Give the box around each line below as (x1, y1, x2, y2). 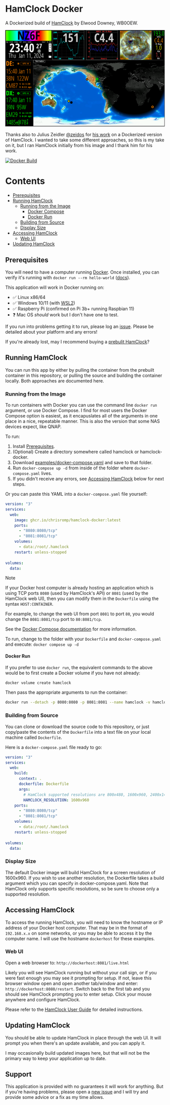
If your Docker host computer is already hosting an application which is (5, 585, 154, 591)
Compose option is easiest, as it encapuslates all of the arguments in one (5, 413, 158, 419)
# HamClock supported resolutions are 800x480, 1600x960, (23, 792, 148, 797)
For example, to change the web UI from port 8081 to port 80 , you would (5, 611, 154, 617)
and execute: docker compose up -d (5, 641, 79, 647)
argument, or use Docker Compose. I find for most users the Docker (5, 407, 147, 413)
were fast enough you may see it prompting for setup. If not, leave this (5, 975, 152, 981)
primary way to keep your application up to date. (5, 1055, 107, 1061)
